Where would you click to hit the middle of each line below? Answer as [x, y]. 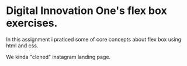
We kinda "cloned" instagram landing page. [58, 57]
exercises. [32, 23]
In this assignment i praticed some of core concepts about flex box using [94, 39]
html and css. [22, 46]
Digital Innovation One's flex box [87, 11]
